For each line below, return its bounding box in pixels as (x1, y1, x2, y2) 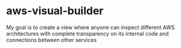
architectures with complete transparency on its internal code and (6, 30, 169, 37)
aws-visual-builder (6, 4, 104, 18)
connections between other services (6, 36, 97, 43)
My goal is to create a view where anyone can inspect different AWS (6, 24, 175, 31)
